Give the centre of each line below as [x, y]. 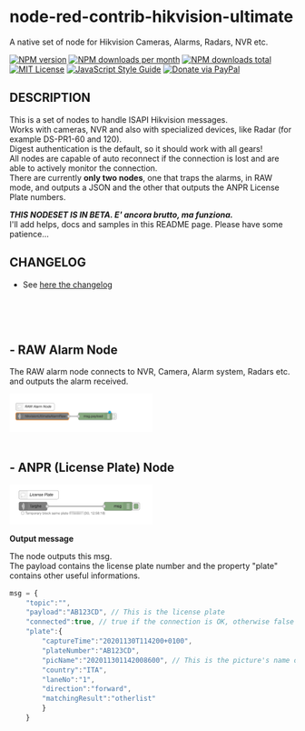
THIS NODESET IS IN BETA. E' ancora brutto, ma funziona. [121, 215]
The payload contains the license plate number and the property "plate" [144, 566]
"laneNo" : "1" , [69, 679]
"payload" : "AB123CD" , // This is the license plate [125, 612]
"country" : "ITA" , [74, 670]
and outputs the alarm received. [69, 381]
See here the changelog [68, 285]
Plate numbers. [38, 196]
